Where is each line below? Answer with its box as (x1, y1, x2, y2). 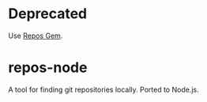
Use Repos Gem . (8, 31, 63, 40)
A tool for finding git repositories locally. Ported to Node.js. (8, 85, 199, 94)
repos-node (8, 59, 88, 77)
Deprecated (8, 5, 88, 23)
